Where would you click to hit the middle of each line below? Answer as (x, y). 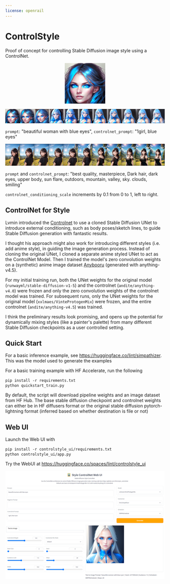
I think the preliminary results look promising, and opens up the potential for (84, 316)
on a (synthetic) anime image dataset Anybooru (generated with (72, 265)
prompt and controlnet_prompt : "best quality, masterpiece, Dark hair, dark (82, 174)
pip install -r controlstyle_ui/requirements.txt (59, 449)
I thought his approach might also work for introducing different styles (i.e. (83, 243)
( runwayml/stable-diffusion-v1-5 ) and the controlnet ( (62, 285)
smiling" (14, 185)
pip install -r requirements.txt (40, 381)
